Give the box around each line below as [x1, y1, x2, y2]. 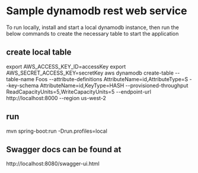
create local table [6, 47, 72, 57]
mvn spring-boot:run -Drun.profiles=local [6, 127, 108, 134]
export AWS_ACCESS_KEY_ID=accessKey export [6, 63, 126, 70]
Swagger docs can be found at [6, 144, 122, 155]
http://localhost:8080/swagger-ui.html [6, 160, 100, 167]
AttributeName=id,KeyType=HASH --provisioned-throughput [40, 82, 189, 89]
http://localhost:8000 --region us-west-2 [6, 94, 107, 101]
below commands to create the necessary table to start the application [6, 30, 179, 37]
